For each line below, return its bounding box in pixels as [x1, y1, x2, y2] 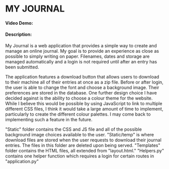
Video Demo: [5, 20, 33, 26]
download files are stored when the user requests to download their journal [5, 137, 161, 143]
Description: [5, 31, 32, 38]
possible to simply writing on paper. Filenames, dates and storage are [5, 53, 150, 59]
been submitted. [5, 64, 39, 70]
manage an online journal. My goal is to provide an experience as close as [5, 48, 159, 54]
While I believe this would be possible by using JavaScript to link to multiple [5, 100, 162, 106]
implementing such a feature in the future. [5, 116, 92, 122]
